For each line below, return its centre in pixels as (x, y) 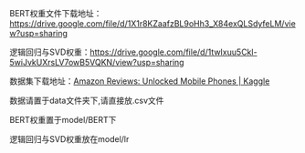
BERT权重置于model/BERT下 (63, 120)
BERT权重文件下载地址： (56, 13)
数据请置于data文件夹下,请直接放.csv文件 (87, 100)
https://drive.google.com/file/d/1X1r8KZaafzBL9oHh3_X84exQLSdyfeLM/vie (153, 24)
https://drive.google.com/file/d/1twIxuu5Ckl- (174, 52)
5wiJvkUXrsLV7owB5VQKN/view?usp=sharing (97, 62)
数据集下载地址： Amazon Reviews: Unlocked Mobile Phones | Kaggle (140, 81)
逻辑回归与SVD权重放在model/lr (69, 139)
